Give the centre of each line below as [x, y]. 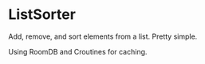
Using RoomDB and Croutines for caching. [78, 51]
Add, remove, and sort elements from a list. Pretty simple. [103, 36]
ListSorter [42, 15]
